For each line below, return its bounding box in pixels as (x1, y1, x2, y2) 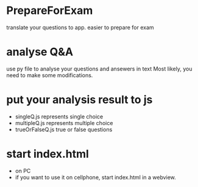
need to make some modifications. (6, 71, 93, 79)
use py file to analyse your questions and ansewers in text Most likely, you (6, 65, 193, 72)
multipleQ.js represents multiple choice (15, 119, 113, 126)
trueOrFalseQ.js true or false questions (15, 126, 113, 133)
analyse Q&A (6, 45, 74, 59)
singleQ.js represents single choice (15, 113, 104, 120)
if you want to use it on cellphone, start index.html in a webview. (15, 174, 177, 181)
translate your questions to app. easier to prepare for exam (6, 24, 154, 31)
